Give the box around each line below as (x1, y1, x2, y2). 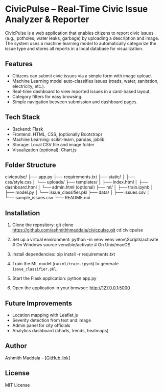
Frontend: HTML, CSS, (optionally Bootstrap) (12, 131, 102, 137)
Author (5, 342, 27, 350)
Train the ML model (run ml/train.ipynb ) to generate (12, 261, 119, 267)
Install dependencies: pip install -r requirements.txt (12, 251, 115, 257)
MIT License (5, 382, 30, 388)
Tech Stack (5, 113, 40, 121)
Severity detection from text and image (12, 317, 92, 323)
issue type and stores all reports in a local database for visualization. (5, 46, 143, 51)
